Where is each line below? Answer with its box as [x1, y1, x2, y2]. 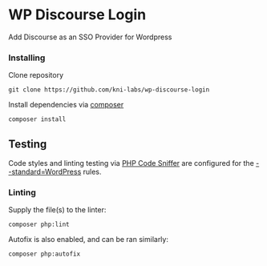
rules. [83, 167, 102, 177]
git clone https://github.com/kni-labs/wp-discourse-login [8, 86, 210, 94]
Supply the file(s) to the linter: [8, 205, 107, 215]
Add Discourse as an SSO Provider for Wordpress [8, 32, 172, 42]
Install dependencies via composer [8, 100, 124, 110]
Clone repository [8, 71, 64, 80]
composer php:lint [8, 220, 70, 229]
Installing [8, 52, 46, 63]
